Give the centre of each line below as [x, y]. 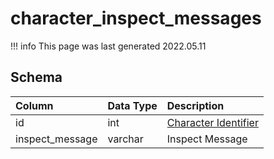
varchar [125, 139]
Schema [36, 77]
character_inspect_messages [136, 18]
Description [195, 105]
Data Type [132, 105]
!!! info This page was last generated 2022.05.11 [108, 46]
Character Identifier [212, 122]
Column [34, 105]
